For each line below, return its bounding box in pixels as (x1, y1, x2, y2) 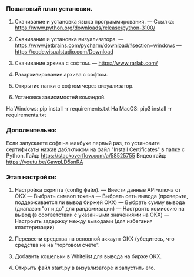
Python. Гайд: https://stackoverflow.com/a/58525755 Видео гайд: (6, 152, 166, 159)
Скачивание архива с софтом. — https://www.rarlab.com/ (14, 59, 158, 66)
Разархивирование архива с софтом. (14, 71, 108, 78)
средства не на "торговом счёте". (14, 241, 100, 248)
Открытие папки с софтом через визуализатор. (14, 82, 134, 89)
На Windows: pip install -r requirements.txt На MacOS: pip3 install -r (6, 105, 172, 112)
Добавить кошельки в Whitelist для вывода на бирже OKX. (14, 252, 162, 260)
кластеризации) (14, 223, 55, 231)
